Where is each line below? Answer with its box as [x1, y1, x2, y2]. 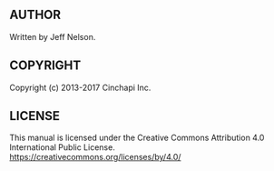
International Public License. [9, 142, 115, 153]
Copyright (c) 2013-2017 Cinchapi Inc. [9, 82, 152, 93]
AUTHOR [9, 7, 62, 23]
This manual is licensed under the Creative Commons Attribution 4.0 [9, 132, 265, 144]
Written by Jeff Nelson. [9, 31, 96, 42]
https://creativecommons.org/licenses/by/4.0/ [9, 152, 181, 163]
